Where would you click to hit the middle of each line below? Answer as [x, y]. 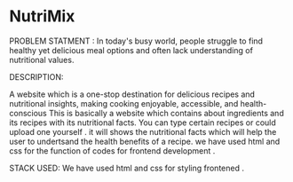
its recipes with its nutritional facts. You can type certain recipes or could [143, 123]
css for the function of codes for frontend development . [112, 150]
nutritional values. [42, 59]
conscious [28, 113]
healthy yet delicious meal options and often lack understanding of [131, 50]
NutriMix [42, 16]
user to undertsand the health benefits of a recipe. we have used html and [145, 141]
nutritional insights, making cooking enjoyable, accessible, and [124, 103]
